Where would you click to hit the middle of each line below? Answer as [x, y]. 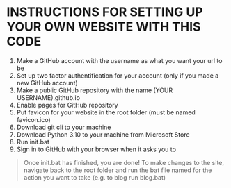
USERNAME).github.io [48, 97]
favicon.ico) [34, 119]
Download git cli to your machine [64, 127]
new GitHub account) [47, 83]
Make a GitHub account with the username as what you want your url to [119, 60]
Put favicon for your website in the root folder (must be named [106, 112]
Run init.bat [33, 142]
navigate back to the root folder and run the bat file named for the [118, 170]
